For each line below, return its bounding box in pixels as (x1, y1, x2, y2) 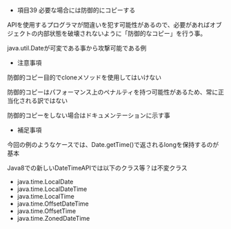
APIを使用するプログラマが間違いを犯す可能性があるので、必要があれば (7, 21, 210, 29)
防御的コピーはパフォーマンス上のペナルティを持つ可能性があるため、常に (7, 88, 219, 96)
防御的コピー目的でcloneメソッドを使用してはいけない (7, 73, 162, 81)
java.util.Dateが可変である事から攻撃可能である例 (7, 44, 147, 52)
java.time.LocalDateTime (17, 185, 88, 193)
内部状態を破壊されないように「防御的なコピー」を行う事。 (37, 30, 207, 37)
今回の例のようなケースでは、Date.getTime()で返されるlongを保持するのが (7, 141, 219, 148)
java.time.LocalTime (17, 192, 74, 200)
